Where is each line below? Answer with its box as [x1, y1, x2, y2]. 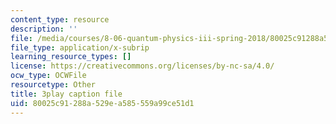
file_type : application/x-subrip [10, 42, 150, 53]
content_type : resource [10, 14, 110, 25]
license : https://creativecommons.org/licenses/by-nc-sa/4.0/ [10, 61, 275, 71]
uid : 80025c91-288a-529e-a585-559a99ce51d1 [10, 98, 195, 108]
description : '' [10, 24, 78, 34]
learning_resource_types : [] [10, 52, 132, 62]
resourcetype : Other [10, 80, 97, 90]
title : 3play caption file [10, 89, 123, 99]
